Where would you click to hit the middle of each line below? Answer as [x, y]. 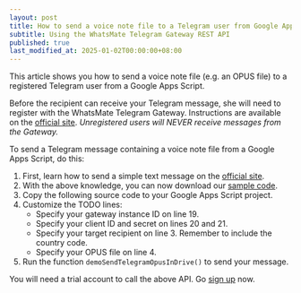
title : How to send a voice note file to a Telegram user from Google [144, 26]
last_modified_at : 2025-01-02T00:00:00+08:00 [95, 51]
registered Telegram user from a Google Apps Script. [107, 86]
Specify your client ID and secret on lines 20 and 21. [132, 224]
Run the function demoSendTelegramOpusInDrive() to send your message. [155, 262]
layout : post [34, 17]
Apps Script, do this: [47, 159]
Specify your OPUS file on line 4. [96, 253]
